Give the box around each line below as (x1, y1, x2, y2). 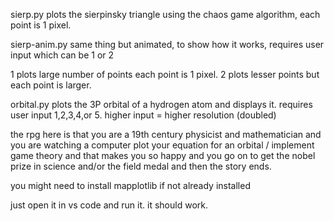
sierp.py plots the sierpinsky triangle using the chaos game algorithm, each (10, 9, 321, 20)
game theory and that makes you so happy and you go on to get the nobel (10, 150, 316, 161)
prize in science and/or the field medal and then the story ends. (10, 160, 272, 172)
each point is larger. (10, 79, 92, 91)
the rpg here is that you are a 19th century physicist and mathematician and (10, 129, 322, 140)
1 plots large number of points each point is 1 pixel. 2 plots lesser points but (10, 69, 320, 80)
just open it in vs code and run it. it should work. (10, 199, 208, 211)
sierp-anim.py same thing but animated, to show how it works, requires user (10, 39, 325, 50)
